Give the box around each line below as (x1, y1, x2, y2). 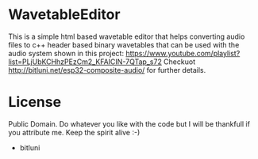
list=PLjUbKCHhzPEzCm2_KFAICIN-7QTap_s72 (8, 57, 163, 66)
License (8, 93, 62, 112)
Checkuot (164, 57, 196, 66)
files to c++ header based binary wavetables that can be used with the (8, 40, 240, 49)
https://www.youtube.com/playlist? (125, 48, 241, 58)
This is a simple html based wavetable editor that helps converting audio (8, 32, 245, 41)
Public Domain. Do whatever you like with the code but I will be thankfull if (8, 119, 250, 128)
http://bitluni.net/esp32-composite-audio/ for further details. (8, 65, 206, 74)
